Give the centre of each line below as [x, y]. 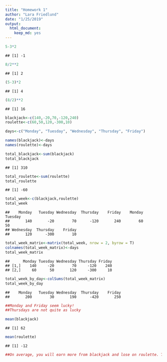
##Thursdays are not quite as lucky [43, 310]
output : [13, 24]
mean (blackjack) [22, 319]
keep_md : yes [28, 33]
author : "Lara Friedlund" [32, 14]
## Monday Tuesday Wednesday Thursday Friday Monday [74, 213]
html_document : [25, 28]
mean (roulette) [21, 337]
